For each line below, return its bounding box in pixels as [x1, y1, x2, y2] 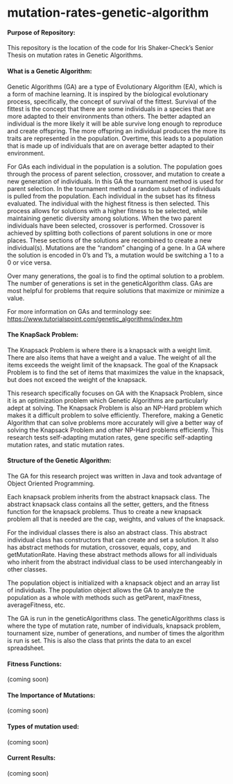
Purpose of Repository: [7, 28, 76, 36]
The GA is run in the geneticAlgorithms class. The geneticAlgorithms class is [7, 615, 225, 622]
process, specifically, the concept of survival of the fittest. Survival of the [7, 97, 217, 106]
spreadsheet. [7, 644, 45, 652]
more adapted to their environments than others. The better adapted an [7, 112, 212, 120]
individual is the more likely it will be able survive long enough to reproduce [7, 119, 223, 128]
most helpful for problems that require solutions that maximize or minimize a [7, 286, 225, 294]
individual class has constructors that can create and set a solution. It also [7, 536, 219, 544]
